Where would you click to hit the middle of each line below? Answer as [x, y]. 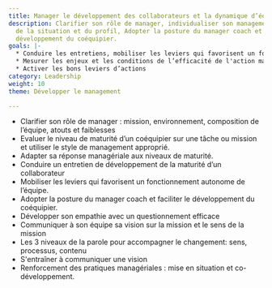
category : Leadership [45, 76]
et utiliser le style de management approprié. [95, 148]
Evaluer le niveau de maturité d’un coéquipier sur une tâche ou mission [138, 139]
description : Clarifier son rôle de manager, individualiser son [121, 24]
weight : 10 [27, 84]
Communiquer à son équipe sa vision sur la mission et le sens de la [132, 225]
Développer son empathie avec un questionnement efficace [120, 217]
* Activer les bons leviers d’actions [81, 69]
